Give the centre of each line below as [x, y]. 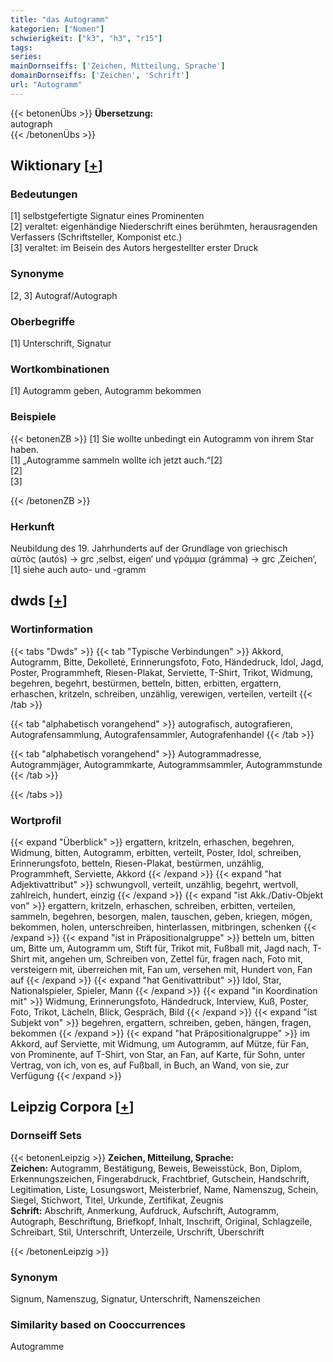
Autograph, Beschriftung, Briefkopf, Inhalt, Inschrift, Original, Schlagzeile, [161, 1221]
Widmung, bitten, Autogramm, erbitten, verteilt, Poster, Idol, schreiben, [156, 852]
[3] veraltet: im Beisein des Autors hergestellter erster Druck [134, 248]
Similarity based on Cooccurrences [98, 1324]
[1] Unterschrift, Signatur [61, 343]
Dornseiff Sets [46, 1136]
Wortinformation [51, 629]
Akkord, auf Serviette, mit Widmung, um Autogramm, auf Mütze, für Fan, [160, 1043]
